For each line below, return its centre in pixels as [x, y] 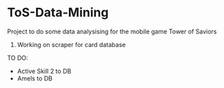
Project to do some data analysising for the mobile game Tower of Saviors [112, 31]
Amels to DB [35, 78]
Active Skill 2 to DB [44, 71]
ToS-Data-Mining [58, 13]
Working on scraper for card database [71, 44]
